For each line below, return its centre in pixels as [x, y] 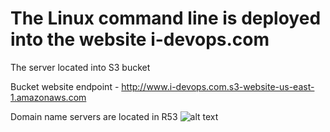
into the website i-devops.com [140, 39]
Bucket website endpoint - [65, 86]
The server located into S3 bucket [80, 67]
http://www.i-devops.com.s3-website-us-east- [218, 86]
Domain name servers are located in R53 [94, 116]
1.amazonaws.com [48, 97]
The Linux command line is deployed [166, 18]
